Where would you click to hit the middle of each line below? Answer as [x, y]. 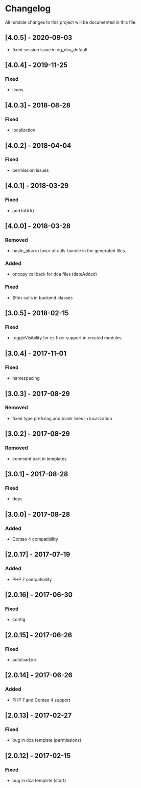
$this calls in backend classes [42, 297]
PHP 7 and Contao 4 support [41, 700]
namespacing [26, 378]
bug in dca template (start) [39, 781]
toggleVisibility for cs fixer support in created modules [67, 338]
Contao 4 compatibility [35, 539]
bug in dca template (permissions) [47, 740]
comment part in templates [39, 459]
